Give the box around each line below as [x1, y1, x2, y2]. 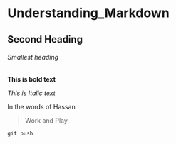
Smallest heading [7, 53, 59, 62]
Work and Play [24, 116, 68, 125]
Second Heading [7, 33, 83, 45]
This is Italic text [7, 89, 56, 97]
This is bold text [7, 74, 56, 83]
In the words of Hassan [7, 102, 76, 111]
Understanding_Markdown [7, 5, 170, 21]
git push [7, 130, 33, 137]
